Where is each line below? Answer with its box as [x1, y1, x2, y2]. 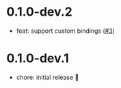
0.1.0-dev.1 [6, 50, 69, 66]
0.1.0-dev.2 [6, 4, 72, 20]
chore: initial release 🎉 [16, 73, 79, 81]
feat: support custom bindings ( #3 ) [16, 27, 116, 35]
